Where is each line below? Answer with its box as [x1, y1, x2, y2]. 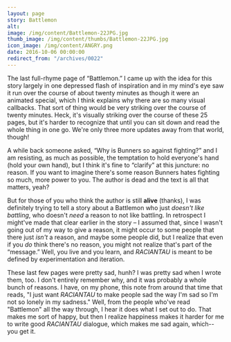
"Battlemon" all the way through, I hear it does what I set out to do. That [7, 305, 212, 313]
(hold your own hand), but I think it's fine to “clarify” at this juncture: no [7, 160, 210, 169]
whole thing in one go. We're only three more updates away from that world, [7, 125, 225, 133]
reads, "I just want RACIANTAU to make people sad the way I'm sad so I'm [7, 290, 219, 298]
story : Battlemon [7, 17, 57, 23]
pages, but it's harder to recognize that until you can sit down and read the [7, 118, 220, 126]
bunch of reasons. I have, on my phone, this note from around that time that [7, 283, 223, 291]
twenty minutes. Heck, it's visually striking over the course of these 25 [7, 111, 208, 119]
